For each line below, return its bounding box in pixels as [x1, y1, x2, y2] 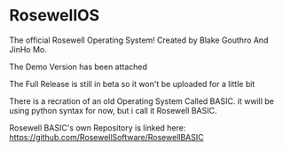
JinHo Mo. [9, 44, 47, 54]
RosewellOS [9, 5, 100, 26]
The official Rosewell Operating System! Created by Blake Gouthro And [9, 35, 269, 45]
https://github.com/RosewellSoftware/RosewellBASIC [9, 131, 204, 142]
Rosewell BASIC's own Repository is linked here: [9, 122, 186, 133]
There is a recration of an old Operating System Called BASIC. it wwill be [9, 95, 275, 107]
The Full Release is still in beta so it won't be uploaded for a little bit [9, 78, 255, 89]
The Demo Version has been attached [9, 61, 148, 72]
